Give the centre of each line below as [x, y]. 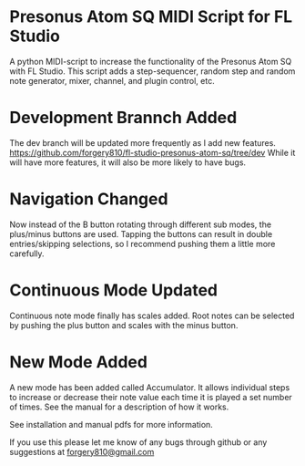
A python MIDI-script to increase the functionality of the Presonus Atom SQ [151, 61]
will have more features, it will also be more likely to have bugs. [128, 162]
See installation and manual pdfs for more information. [112, 424]
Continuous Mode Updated [114, 290]
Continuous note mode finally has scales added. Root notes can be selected [152, 316]
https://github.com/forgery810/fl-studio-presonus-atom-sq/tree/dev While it [152, 152]
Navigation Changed [89, 199]
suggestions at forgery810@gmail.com [82, 451]
